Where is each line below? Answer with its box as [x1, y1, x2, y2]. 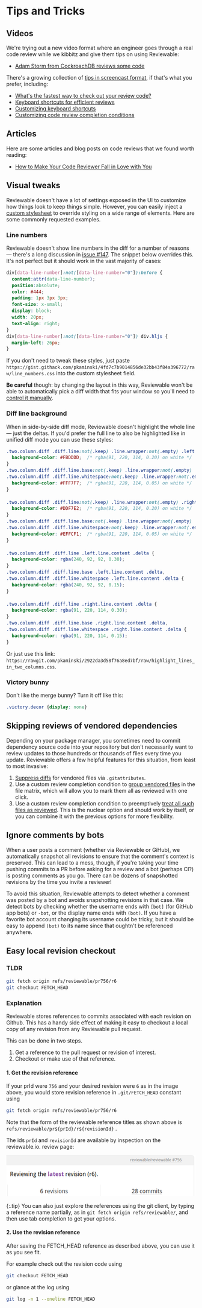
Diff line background [6, 409, 67, 417]
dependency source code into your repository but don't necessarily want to [6, 743, 194, 751]
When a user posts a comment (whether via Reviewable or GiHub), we [6, 846, 180, 853]
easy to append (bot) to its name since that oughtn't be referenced [6, 922, 173, 929]
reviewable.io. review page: [6, 1143, 75, 1151]
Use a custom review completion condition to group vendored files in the [14, 780, 195, 788]
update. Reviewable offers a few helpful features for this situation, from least [6, 756, 196, 763]
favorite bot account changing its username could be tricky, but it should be [6, 915, 194, 922]
